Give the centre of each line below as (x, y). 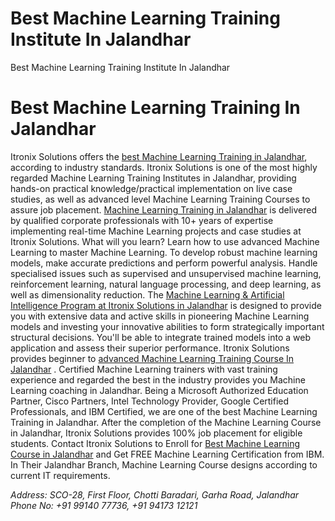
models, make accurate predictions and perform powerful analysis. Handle (164, 263)
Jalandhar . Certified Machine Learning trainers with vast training (144, 369)
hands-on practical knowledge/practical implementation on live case (151, 188)
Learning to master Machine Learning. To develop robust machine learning (164, 252)
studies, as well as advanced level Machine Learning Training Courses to (160, 199)
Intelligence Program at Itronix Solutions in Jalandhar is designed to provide (166, 305)
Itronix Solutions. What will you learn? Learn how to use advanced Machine (165, 241)
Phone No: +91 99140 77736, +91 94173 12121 (104, 505)
